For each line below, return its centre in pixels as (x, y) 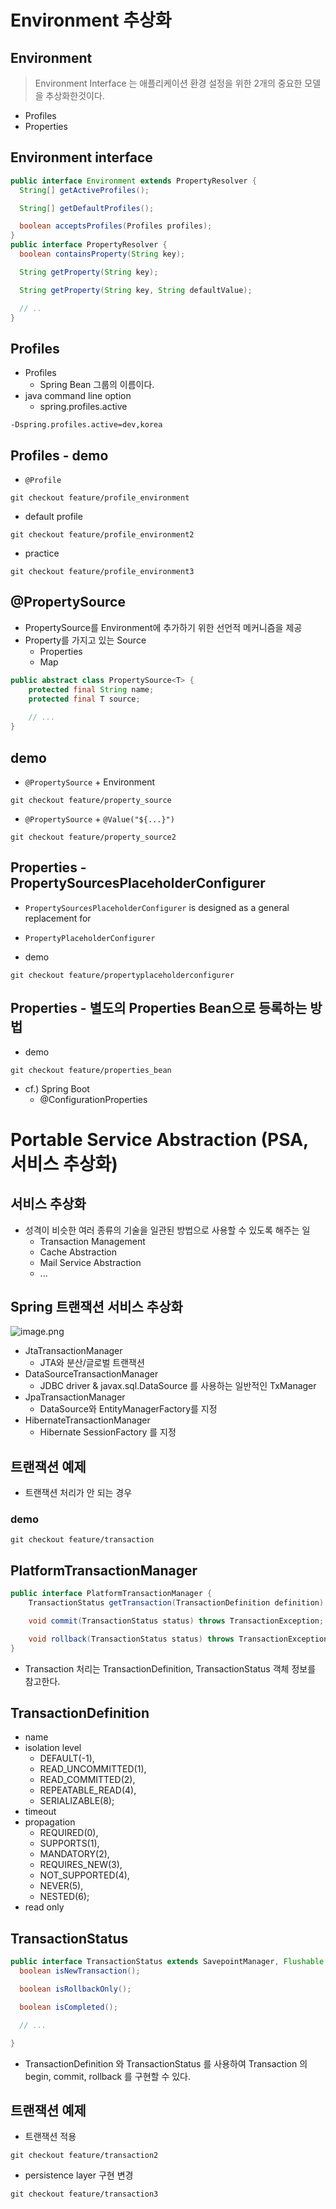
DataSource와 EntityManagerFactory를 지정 (128, 1409)
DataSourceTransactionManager (91, 1374)
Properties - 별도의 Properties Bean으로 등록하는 (159, 1008)
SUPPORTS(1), (69, 1843)
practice (42, 553)
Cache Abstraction (78, 1252)
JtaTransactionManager (73, 1351)
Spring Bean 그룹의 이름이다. (97, 385)
